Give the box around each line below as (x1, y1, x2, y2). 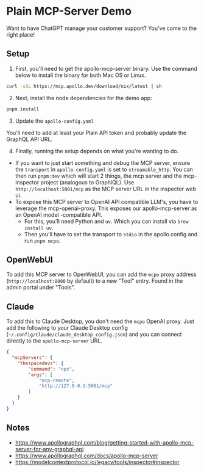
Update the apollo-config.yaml (15, 117, 94, 125)
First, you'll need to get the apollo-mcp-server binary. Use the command (15, 65, 197, 72)
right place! (6, 31, 35, 38)
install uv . (24, 224, 54, 231)
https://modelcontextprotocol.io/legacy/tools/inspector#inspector (15, 458, 180, 465)
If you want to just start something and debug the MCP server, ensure (15, 159, 191, 166)
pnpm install (6, 106, 40, 112)
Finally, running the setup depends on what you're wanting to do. (15, 147, 178, 154)
